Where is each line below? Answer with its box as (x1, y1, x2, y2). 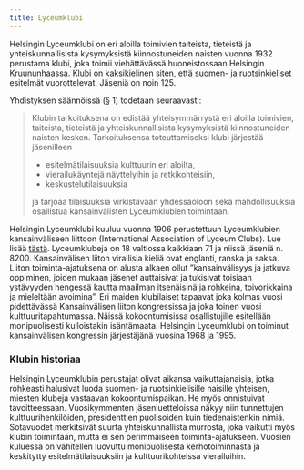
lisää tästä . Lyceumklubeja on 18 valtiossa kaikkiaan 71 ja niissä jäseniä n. (9, 242, 284, 253)
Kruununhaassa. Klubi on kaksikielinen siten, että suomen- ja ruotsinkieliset (9, 67, 292, 78)
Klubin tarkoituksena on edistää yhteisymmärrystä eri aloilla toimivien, (31, 112, 294, 123)
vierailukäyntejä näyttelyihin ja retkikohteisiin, (45, 169, 216, 179)
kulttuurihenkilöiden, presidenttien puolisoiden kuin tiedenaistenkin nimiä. (9, 412, 285, 423)
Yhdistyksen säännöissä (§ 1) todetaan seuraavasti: (9, 95, 202, 106)
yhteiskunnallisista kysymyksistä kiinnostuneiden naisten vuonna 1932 (9, 47, 273, 59)
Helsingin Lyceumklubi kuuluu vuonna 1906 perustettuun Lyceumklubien (9, 223, 280, 234)
